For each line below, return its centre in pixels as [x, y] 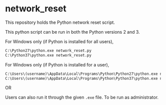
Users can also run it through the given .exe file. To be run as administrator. [82, 98]
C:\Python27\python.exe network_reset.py [48, 51]
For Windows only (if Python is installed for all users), [59, 41]
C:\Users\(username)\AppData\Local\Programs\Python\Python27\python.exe [82, 74]
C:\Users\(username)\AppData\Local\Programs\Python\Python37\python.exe [82, 78]
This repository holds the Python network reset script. [60, 22]
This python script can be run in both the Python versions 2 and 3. [72, 32]
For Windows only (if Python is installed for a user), [57, 64]
